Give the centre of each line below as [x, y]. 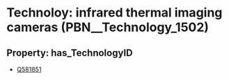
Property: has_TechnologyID [70, 53]
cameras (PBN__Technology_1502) [108, 27]
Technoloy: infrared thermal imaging [114, 13]
